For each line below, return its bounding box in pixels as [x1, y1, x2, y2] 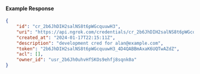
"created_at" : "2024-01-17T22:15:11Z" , [16, 35, 116, 41]
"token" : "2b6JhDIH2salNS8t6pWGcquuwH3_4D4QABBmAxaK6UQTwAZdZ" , [16, 45, 180, 52]
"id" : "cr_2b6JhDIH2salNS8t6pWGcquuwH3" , [16, 24, 121, 30]
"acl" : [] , [16, 51, 44, 57]
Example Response [5, 5, 54, 12]
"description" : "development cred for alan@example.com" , [16, 40, 164, 46]
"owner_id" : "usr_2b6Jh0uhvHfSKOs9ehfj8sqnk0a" [16, 57, 137, 63]
